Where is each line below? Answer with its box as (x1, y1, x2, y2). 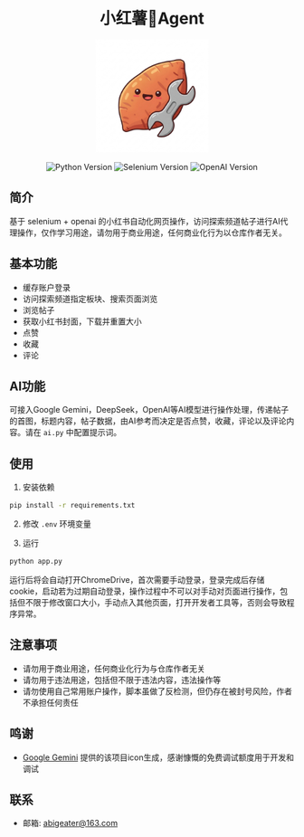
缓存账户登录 (22, 281, 71, 292)
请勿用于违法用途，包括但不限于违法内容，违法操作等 (22, 674, 222, 685)
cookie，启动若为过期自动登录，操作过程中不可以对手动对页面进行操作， (9, 585, 280, 596)
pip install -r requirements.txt (9, 501, 136, 510)
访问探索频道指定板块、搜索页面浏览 (22, 293, 158, 304)
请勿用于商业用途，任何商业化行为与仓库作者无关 (22, 662, 205, 674)
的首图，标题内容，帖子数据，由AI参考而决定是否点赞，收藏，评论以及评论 (9, 415, 287, 426)
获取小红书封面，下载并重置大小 (22, 316, 142, 327)
